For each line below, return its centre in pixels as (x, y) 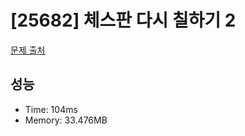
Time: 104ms (51, 109)
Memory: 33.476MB (66, 120)
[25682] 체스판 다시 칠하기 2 (123, 20)
